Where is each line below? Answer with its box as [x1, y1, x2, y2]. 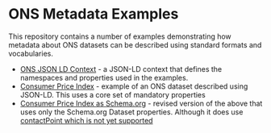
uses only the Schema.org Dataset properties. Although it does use [19, 106, 244, 117]
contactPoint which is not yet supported [19, 115, 153, 125]
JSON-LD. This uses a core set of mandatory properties [19, 89, 206, 99]
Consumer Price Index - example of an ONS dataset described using [19, 81, 248, 91]
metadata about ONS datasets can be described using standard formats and [8, 39, 262, 49]
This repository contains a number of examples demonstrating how [8, 31, 231, 41]
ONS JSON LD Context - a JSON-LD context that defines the [19, 64, 223, 73]
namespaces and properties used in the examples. [19, 73, 189, 82]
